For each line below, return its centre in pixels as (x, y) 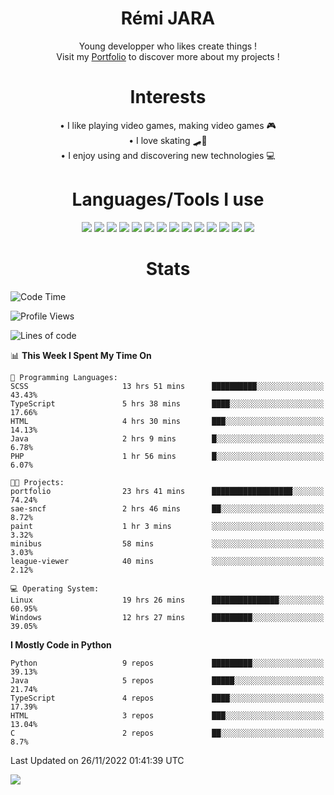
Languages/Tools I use (168, 199)
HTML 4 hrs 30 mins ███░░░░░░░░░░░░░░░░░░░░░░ (167, 421)
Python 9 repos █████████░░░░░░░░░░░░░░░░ (167, 663)
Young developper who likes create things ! (168, 46)
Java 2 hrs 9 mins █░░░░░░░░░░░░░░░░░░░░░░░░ (167, 438)
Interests (168, 97)
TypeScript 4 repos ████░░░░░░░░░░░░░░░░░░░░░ (167, 698)
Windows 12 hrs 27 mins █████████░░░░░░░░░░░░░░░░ (167, 617)
